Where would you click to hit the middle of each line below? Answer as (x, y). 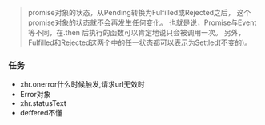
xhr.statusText (43, 103)
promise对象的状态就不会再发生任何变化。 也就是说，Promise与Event (142, 22)
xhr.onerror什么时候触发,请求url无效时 (82, 84)
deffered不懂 (41, 113)
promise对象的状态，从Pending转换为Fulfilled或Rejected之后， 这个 (139, 12)
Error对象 (35, 95)
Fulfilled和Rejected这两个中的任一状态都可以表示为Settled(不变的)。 (140, 42)
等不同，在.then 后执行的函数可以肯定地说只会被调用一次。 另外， (137, 32)
